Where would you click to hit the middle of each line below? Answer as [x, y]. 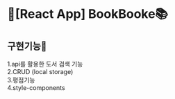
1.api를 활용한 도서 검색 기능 [45, 64]
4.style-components [36, 88]
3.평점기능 [21, 80]
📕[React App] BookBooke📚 [88, 14]
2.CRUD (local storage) [40, 72]
